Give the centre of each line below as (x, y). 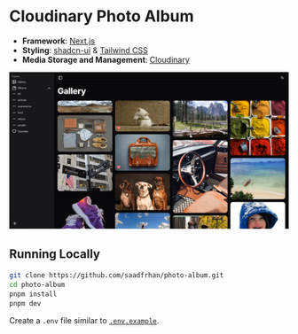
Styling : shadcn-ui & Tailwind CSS (85, 50)
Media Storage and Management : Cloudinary (106, 59)
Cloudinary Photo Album (102, 16)
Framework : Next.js (59, 41)
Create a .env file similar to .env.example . (84, 320)
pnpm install (33, 294)
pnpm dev (25, 303)
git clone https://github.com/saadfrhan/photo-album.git (117, 276)
